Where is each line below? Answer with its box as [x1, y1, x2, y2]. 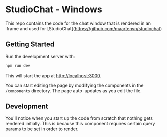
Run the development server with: [5, 53, 75, 59]
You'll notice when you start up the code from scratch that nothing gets [5, 115, 153, 121]
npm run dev [5, 63, 30, 68]
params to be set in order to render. [5, 126, 79, 132]
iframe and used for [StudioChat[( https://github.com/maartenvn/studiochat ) [5, 25, 162, 31]
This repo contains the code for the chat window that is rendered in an [5, 20, 151, 26]
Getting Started [5, 40, 55, 49]
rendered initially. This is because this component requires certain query [5, 121, 155, 127]
